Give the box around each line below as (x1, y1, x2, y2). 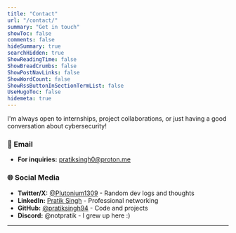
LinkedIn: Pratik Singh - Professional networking (17, 196, 159, 204)
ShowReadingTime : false (7, 56, 77, 63)
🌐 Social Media (7, 173, 60, 182)
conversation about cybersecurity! (7, 122, 107, 130)
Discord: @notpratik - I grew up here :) (17, 211, 131, 220)
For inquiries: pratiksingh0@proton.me (17, 155, 131, 164)
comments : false (7, 36, 55, 44)
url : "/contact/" (7, 17, 58, 24)
